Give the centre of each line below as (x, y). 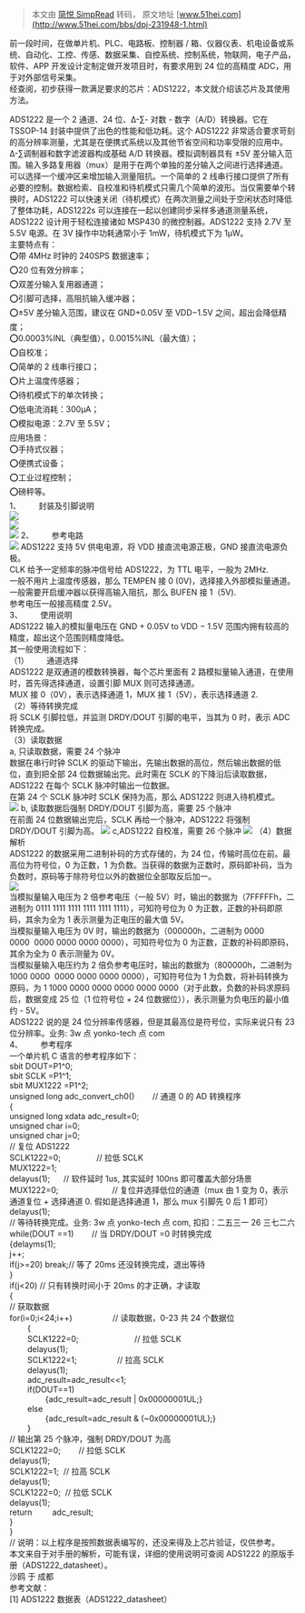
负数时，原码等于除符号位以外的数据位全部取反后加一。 (113, 876)
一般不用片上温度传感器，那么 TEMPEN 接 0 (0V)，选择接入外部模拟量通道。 (152, 581)
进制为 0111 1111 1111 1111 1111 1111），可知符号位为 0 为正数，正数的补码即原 (146, 908)
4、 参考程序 (41, 1044)
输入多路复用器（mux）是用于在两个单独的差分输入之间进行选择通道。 (157, 165)
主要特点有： (33, 244)
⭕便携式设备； (38, 463)
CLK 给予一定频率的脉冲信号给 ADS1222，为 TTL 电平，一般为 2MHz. (139, 569)
